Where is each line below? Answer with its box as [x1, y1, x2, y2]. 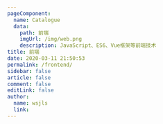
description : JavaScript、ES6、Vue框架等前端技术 [19, 42, 157, 49]
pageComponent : [7, 10, 51, 17]
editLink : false [7, 87, 54, 94]
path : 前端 [19, 29, 49, 37]
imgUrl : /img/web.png [19, 36, 82, 43]
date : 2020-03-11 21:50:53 [7, 55, 85, 62]
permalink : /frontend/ [7, 61, 73, 68]
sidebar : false [7, 68, 51, 74]
